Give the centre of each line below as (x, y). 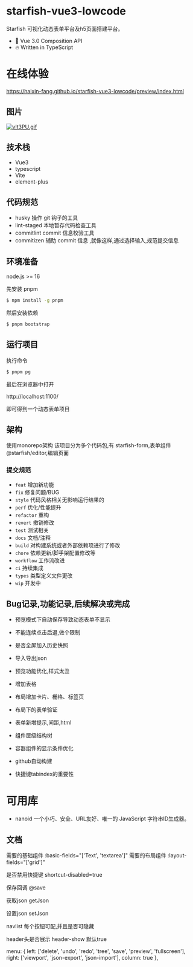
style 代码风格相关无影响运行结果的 (59, 500)
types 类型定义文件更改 (44, 575)
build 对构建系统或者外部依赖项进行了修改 (68, 545)
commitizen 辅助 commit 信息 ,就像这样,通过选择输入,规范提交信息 (97, 241)
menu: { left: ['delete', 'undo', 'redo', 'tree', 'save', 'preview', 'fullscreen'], (96, 951)
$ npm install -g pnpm (35, 301)
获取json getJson (28, 900)
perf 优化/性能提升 (38, 507)
